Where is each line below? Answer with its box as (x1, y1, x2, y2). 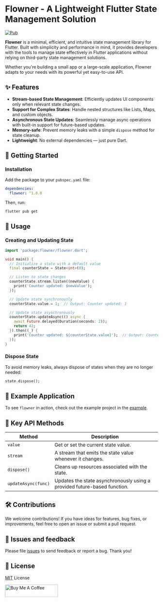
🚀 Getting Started (5, 151, 59, 160)
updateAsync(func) (7, 481, 50, 487)
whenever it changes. (54, 456, 104, 462)
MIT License (5, 575, 30, 581)
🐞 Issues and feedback (5, 535, 75, 543)
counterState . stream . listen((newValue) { (9, 279, 95, 284)
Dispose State (5, 353, 39, 360)
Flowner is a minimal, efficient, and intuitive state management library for (5, 39, 151, 45)
